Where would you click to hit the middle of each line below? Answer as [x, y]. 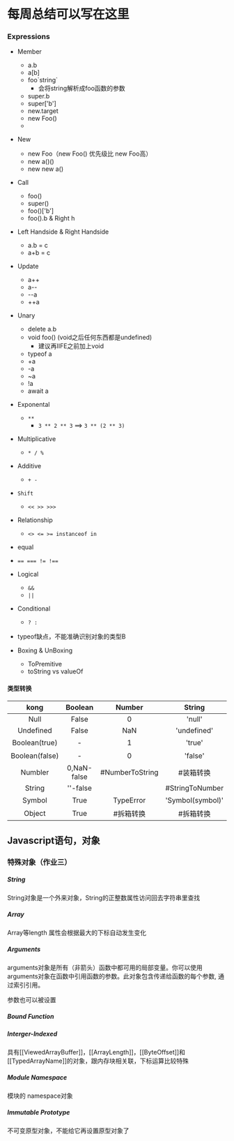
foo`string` [42, 80]
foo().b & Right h [51, 218]
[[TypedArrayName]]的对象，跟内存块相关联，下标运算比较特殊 [98, 1061]
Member [29, 52]
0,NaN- [79, 768]
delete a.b [42, 329]
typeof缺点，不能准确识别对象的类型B [71, 636]
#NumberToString [129, 772]
